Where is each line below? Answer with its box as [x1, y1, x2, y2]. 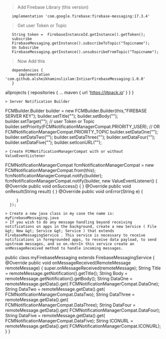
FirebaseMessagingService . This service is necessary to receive [5, 233, 146, 238]
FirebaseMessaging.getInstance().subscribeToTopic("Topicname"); [11, 41, 150, 46]
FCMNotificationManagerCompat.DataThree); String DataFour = [5, 302, 136, 308]
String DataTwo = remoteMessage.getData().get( [5, 286, 105, 292]
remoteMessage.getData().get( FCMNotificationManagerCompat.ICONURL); [5, 323, 162, 329]
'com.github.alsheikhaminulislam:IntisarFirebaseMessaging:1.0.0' [5, 76, 146, 81]
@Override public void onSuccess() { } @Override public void [5, 183, 131, 189]
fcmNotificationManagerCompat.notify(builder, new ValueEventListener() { [5, 178, 158, 184]
